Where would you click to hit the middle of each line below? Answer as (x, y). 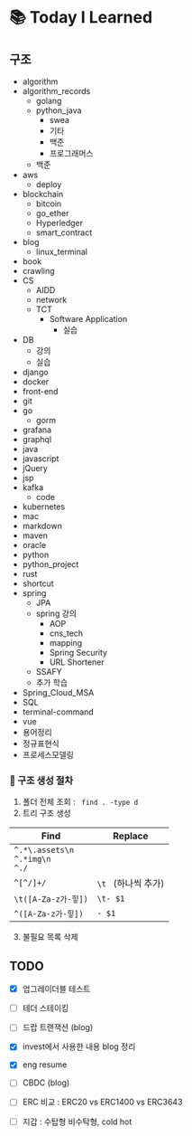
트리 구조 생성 (46, 813)
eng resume (45, 1065)
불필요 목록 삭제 (50, 937)
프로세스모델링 (48, 755)
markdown (42, 526)
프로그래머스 (71, 153)
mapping (66, 643)
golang (49, 101)
